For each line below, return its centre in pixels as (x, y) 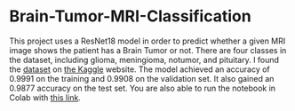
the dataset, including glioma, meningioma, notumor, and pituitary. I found (144, 59)
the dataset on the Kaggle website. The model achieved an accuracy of (140, 69)
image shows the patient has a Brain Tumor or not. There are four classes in (148, 50)
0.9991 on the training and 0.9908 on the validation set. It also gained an (142, 78)
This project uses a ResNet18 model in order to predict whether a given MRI (147, 41)
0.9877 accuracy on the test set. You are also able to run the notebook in (143, 88)
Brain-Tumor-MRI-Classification (130, 16)
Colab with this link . (45, 97)
